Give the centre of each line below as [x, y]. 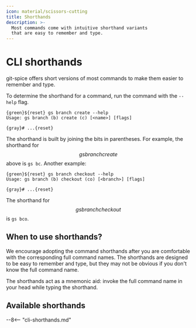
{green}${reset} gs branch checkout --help [60, 174]
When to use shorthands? [54, 237]
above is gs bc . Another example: [46, 164]
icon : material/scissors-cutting [47, 11]
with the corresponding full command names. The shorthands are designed [97, 257]
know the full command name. [42, 270]
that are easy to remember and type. [57, 33]
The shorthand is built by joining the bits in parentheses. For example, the [94, 139]
